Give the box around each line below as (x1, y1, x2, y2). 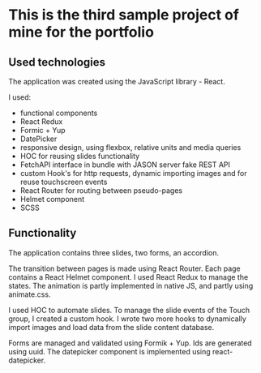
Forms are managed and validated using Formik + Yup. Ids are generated (8, 338, 253, 348)
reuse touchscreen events (19, 177, 108, 186)
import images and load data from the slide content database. (8, 322, 215, 332)
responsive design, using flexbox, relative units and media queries (19, 143, 242, 152)
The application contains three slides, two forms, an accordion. (8, 247, 219, 257)
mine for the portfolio (8, 23, 154, 41)
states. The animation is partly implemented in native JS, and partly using (8, 281, 254, 290)
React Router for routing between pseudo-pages (19, 186, 183, 195)
